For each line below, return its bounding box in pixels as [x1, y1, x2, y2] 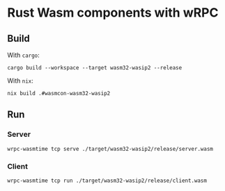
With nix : [7, 76, 33, 85]
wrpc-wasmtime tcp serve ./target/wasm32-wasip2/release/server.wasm [7, 145, 214, 152]
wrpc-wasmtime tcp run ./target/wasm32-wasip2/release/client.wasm [7, 177, 208, 184]
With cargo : [7, 51, 40, 59]
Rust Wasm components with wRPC [7, 5, 219, 21]
